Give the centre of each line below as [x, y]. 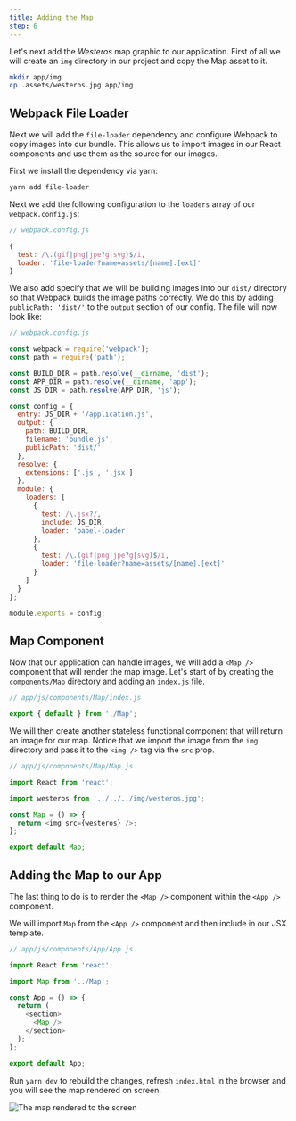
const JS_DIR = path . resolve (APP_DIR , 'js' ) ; [95, 390]
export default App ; [48, 1063]
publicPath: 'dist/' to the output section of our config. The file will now [144, 307]
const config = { [41, 406]
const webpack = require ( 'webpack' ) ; [79, 349]
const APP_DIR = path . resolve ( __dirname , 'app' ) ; [103, 382]
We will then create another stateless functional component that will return [146, 731]
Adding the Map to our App [86, 875]
